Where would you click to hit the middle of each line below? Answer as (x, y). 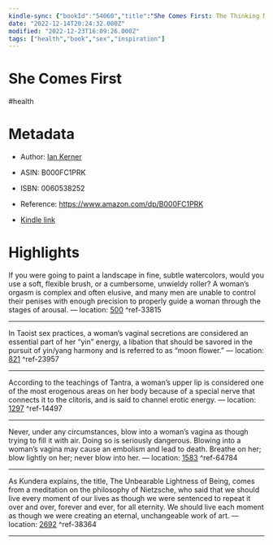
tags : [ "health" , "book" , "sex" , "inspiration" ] (87, 39)
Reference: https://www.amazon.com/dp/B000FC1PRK (112, 204)
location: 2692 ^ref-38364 (53, 525)
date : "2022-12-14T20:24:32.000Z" (67, 24)
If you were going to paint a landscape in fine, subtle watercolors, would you (136, 275)
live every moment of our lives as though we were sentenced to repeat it (130, 499)
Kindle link (37, 220)
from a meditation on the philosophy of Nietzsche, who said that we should (134, 490)
